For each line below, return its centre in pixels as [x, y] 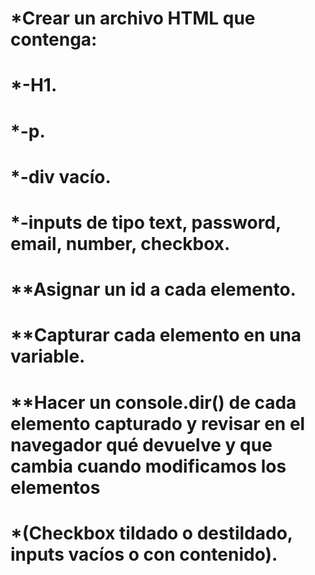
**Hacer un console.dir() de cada [153, 402]
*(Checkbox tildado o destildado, [151, 533]
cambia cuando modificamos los [148, 466]
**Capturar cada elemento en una [156, 335]
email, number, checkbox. [120, 243]
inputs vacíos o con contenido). [144, 554]
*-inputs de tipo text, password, [146, 222]
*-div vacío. [61, 176]
